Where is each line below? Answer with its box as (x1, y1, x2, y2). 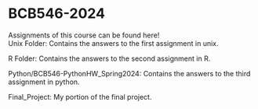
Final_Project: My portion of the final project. (8, 92, 152, 101)
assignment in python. (8, 77, 80, 86)
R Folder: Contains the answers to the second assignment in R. (8, 54, 211, 63)
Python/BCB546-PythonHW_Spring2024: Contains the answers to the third (8, 69, 251, 78)
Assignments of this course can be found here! (8, 30, 160, 40)
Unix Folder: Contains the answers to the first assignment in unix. (8, 38, 219, 47)
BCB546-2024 (8, 5, 106, 23)
